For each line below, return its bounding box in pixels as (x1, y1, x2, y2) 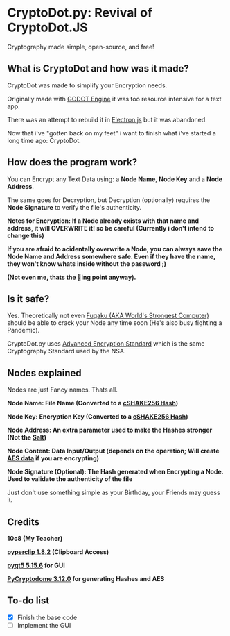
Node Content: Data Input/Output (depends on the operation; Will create (7, 446, 220, 455)
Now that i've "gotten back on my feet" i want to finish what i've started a (7, 128, 216, 137)
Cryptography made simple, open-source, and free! (7, 42, 154, 51)
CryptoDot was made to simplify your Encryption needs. (7, 81, 168, 90)
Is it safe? (7, 293, 50, 305)
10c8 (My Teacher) (7, 535, 63, 542)
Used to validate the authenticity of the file (7, 475, 133, 483)
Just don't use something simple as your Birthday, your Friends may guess (7, 488, 220, 497)
